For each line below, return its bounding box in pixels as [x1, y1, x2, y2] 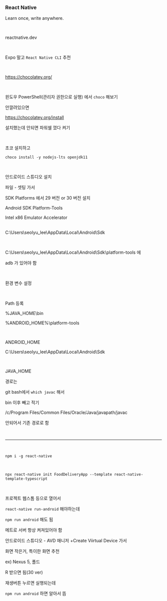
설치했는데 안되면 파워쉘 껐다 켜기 [5, 125, 71, 131]
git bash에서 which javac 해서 [5, 389, 65, 395]
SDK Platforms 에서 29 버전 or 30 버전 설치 [5, 195, 91, 201]
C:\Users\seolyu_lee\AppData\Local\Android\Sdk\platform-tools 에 [5, 249, 141, 255]
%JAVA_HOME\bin [5, 310, 44, 316]
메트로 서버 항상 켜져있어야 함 [5, 527, 63, 533]
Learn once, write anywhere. [5, 15, 64, 21]
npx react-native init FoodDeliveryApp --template [5, 472, 112, 477]
